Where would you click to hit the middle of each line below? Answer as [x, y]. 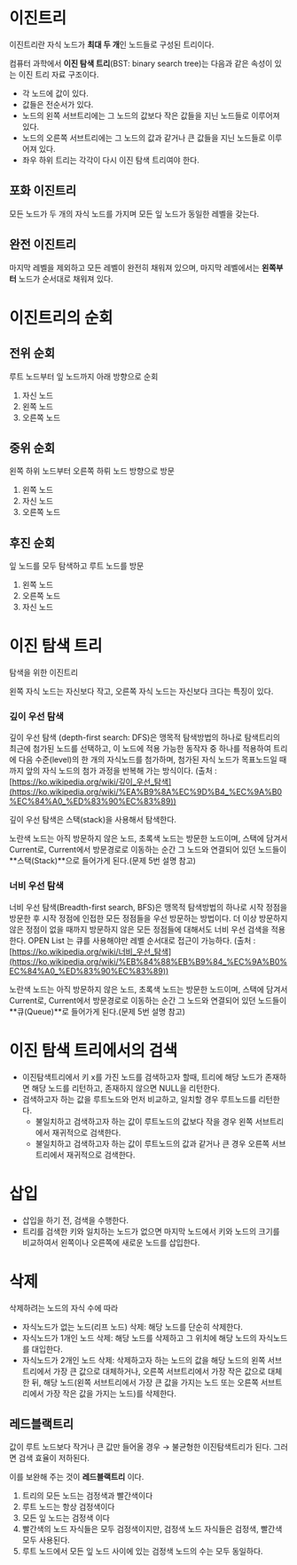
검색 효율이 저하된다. [54, 1458]
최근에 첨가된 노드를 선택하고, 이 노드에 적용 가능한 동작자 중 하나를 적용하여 [141, 749]
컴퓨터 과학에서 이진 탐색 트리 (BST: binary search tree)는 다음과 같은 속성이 [141, 63]
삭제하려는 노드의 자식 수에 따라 [64, 1307]
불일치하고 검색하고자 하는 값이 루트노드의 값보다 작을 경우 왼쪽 [144, 1121]
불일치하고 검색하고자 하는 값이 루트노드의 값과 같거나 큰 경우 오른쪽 [152, 1143]
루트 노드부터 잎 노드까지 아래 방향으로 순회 [84, 376]
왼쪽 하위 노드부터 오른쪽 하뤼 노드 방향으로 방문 [92, 471]
